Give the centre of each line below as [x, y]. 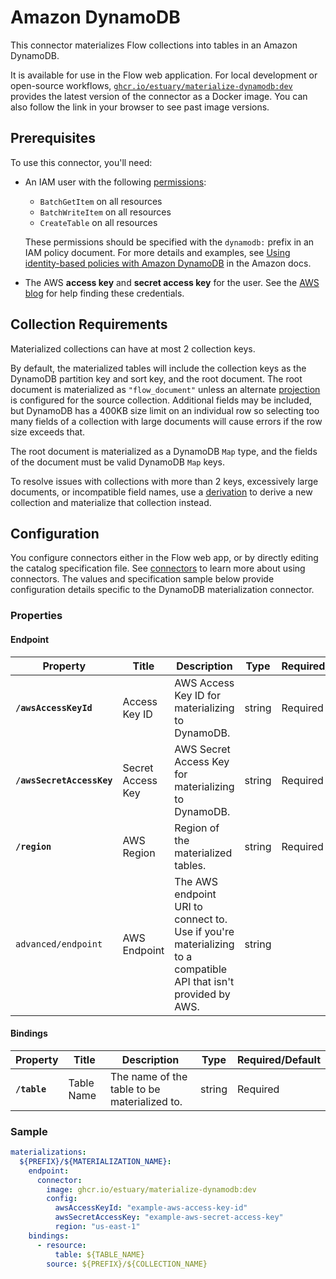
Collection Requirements [89, 324]
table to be [135, 1089]
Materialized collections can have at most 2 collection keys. [133, 348]
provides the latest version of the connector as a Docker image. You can [159, 96]
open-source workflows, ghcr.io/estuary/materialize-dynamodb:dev [151, 85]
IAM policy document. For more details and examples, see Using [157, 252]
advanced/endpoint [59, 944]
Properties [36, 616]
